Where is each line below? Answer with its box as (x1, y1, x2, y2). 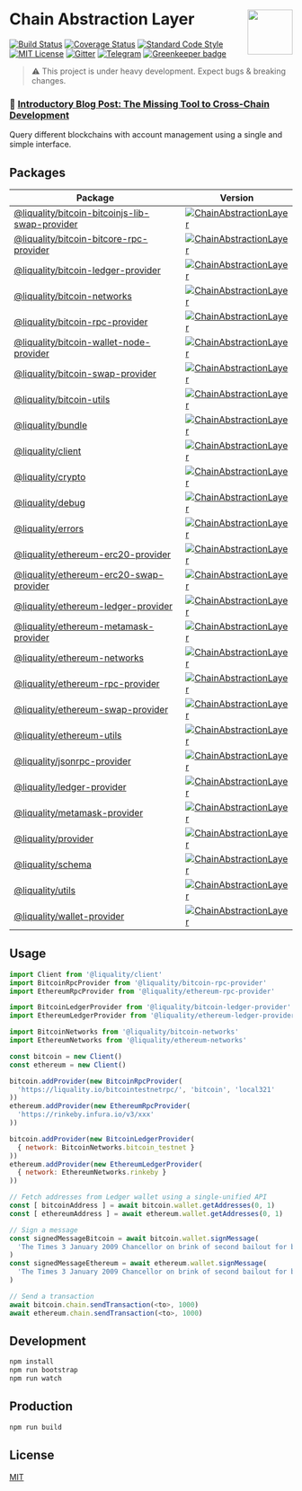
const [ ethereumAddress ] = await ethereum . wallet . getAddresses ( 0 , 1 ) (9, 1209, 283, 1218)
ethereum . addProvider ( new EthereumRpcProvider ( (9, 1102, 191, 1111)
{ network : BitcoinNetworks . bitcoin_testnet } (17, 1142, 195, 1152)
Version (219, 191, 254, 204)
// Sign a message (9, 1225, 78, 1235)
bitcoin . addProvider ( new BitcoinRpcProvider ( (9, 1077, 182, 1086)
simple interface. (9, 139, 72, 150)
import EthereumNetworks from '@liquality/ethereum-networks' (9, 1036, 247, 1045)
